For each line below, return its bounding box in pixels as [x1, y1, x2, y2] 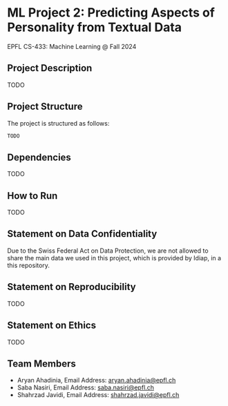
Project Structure [7, 101, 83, 113]
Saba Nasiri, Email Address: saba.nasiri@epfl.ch [17, 383, 154, 391]
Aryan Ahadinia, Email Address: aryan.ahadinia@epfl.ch [17, 376, 176, 385]
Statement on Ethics [7, 320, 97, 331]
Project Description [7, 62, 93, 74]
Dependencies [7, 151, 71, 163]
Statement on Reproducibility [7, 281, 136, 293]
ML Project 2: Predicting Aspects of [7, 5, 216, 21]
